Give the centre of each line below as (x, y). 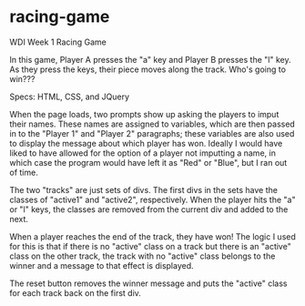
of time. (24, 172)
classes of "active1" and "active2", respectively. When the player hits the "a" (152, 199)
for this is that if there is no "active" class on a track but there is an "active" (150, 246)
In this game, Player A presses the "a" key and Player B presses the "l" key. (150, 59)
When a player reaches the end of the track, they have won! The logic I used (152, 236)
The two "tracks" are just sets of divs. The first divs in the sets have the (143, 189)
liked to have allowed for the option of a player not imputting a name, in (142, 153)
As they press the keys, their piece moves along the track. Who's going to (148, 69)
